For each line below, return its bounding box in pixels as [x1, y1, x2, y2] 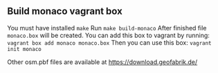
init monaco [7, 45, 42, 52]
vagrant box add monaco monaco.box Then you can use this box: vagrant [7, 38, 212, 47]
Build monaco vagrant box [7, 6, 122, 17]
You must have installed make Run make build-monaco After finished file [7, 23, 207, 32]
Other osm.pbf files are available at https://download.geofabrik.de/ [7, 58, 198, 66]
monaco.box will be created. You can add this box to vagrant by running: [7, 31, 210, 39]
